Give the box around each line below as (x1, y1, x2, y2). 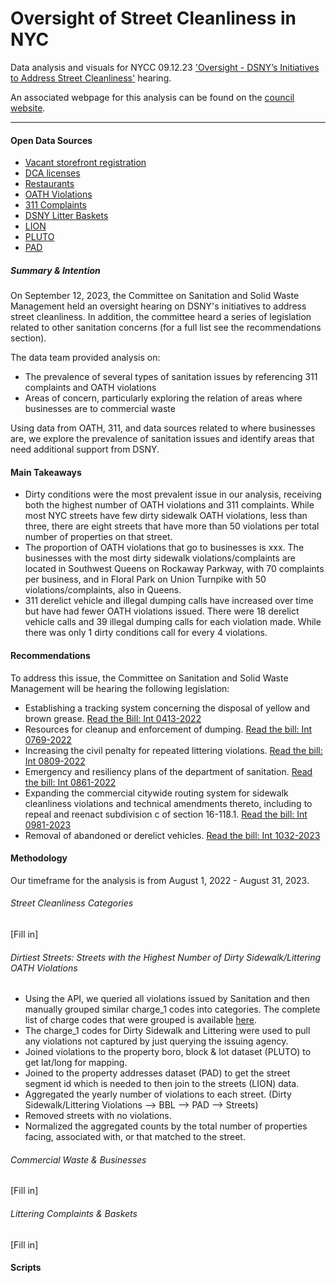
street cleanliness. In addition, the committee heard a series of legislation (10, 311, 312, 323)
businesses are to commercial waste (24, 403, 176, 415)
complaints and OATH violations (24, 382, 157, 394)
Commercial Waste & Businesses (10, 1153, 147, 1166)
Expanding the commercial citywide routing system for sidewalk (24, 787, 289, 799)
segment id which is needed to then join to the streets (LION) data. (24, 1078, 300, 1090)
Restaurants (24, 178, 75, 190)
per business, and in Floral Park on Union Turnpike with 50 (24, 573, 267, 586)
